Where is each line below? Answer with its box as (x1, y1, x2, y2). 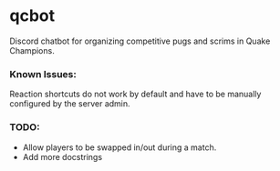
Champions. (9, 45, 55, 55)
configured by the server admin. (9, 98, 130, 109)
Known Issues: (9, 67, 78, 80)
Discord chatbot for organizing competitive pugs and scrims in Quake (9, 35, 271, 46)
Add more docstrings (22, 151, 103, 162)
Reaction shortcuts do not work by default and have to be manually (9, 88, 262, 100)
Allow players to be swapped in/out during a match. (22, 142, 217, 153)
